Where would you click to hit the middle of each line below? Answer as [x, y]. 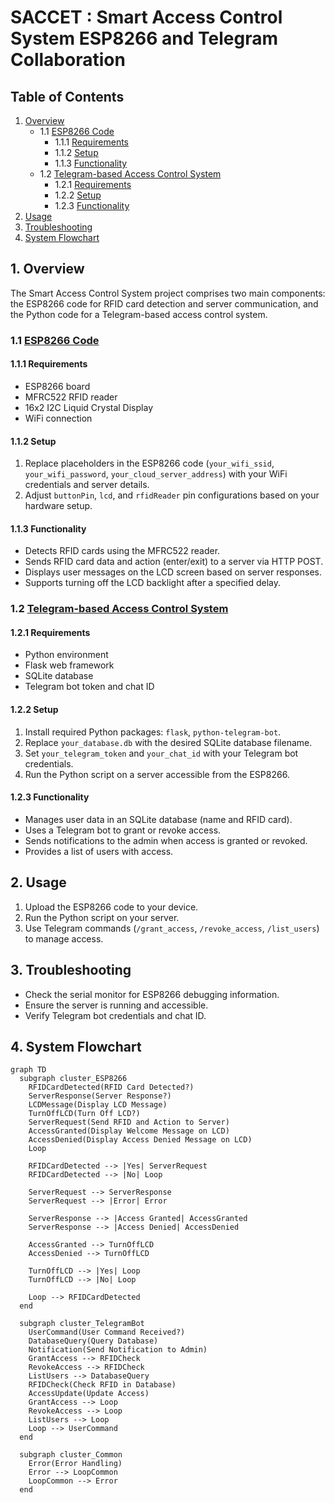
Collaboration [68, 60]
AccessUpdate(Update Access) [89, 1394]
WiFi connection [58, 418]
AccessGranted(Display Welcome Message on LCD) [129, 1131]
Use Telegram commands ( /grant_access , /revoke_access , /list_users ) [172, 928]
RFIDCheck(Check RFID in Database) [102, 1385]
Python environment [66, 655]
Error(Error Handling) [75, 1464]
